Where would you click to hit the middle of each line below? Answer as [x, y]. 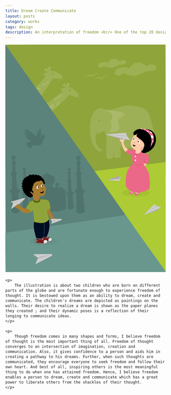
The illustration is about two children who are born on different [87, 285]
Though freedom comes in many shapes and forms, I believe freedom [87, 336]
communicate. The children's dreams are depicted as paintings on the [82, 301]
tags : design [19, 27]
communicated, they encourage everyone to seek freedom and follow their [85, 362]
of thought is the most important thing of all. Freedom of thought [79, 341]
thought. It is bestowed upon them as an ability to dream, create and [83, 296]
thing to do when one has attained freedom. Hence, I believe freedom [82, 372]
